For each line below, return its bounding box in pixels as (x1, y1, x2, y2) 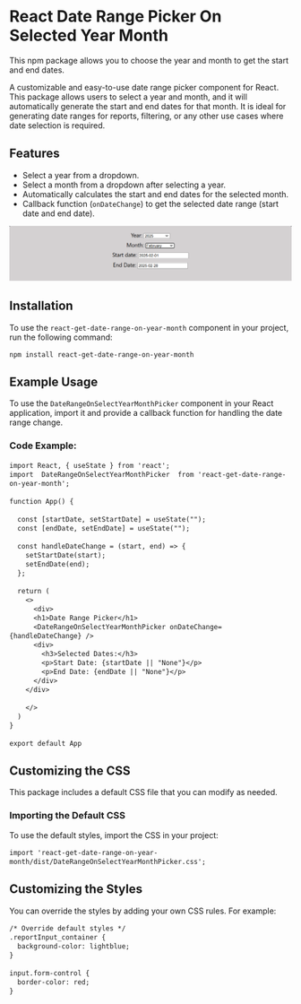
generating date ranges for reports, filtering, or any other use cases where (9, 110, 284, 121)
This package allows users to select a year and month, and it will (9, 91, 248, 102)
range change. (9, 417, 64, 428)
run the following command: (9, 332, 114, 342)
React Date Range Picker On (9, 6, 222, 27)
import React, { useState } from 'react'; (9, 461, 170, 470)
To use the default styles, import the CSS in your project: (9, 829, 219, 840)
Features (9, 146, 60, 161)
